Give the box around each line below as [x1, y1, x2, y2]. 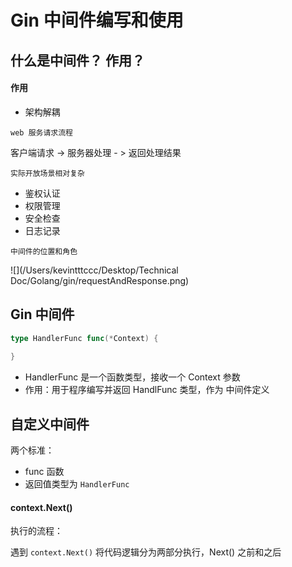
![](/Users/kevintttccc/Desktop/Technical [10, 264, 179, 276]
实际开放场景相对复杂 [10, 168, 85, 178]
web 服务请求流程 [10, 127, 73, 138]
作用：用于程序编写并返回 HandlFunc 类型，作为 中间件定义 [24, 384, 270, 396]
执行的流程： [10, 525, 63, 537]
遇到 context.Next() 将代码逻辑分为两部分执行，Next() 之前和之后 [10, 546, 282, 558]
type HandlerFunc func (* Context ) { [10, 333, 159, 343]
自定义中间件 [10, 416, 90, 433]
